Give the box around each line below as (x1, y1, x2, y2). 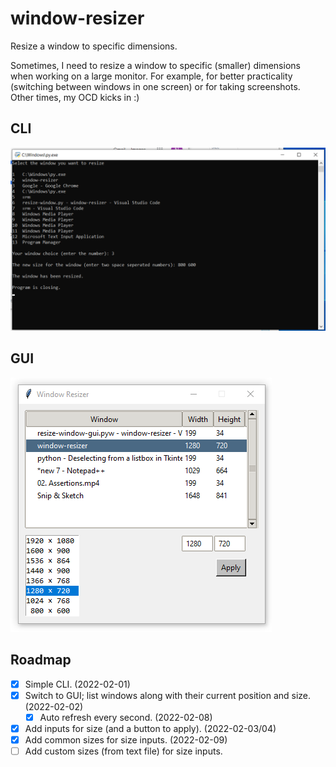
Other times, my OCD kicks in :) (10, 91, 140, 103)
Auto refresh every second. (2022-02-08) (39, 711, 213, 723)
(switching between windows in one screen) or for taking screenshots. (10, 80, 301, 92)
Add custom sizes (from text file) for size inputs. (24, 745, 223, 757)
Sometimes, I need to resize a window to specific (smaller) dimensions (10, 59, 301, 71)
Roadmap (10, 652, 72, 669)
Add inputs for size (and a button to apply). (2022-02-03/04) (24, 722, 277, 734)
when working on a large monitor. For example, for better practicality (10, 70, 293, 82)
